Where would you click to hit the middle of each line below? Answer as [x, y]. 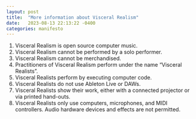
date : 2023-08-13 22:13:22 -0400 [51, 23]
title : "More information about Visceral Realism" [72, 17]
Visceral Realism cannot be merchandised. [68, 58]
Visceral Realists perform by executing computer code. [83, 78]
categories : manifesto [35, 29]
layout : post [23, 12]
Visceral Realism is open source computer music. [76, 46]
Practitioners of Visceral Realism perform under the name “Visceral [98, 65]
